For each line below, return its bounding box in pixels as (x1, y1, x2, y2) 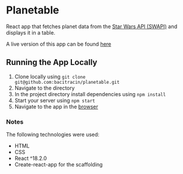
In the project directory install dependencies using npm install (14, 90, 166, 97)
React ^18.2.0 (14, 155, 47, 162)
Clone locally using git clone (14, 73, 86, 80)
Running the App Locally (6, 57, 98, 67)
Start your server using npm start (14, 97, 95, 104)
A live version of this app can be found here (6, 40, 112, 47)
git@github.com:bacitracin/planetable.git (14, 79, 120, 85)
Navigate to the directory (14, 84, 75, 91)
